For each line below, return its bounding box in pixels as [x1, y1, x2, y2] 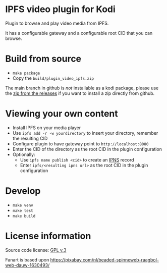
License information [5, 230, 91, 242]
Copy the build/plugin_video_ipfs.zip [12, 75, 94, 81]
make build [12, 213, 36, 219]
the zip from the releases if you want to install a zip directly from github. [5, 90, 155, 96]
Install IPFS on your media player [12, 125, 81, 131]
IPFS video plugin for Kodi [5, 4, 116, 15]
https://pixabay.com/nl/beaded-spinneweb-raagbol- [50, 256, 159, 263]
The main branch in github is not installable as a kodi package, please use [5, 85, 159, 91]
